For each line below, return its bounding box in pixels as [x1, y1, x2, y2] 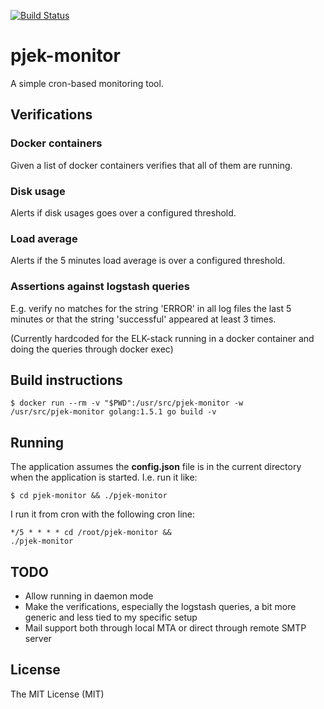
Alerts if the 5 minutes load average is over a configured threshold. [10, 255, 286, 267]
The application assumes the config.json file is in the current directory [10, 461, 302, 473]
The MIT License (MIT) [10, 688, 105, 700]
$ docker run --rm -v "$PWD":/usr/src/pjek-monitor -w [10, 398, 244, 409]
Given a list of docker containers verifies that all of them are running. [10, 159, 293, 171]
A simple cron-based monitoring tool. [10, 77, 164, 89]
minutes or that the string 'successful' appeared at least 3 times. [10, 313, 277, 325]
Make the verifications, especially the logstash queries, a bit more [24, 600, 297, 612]
